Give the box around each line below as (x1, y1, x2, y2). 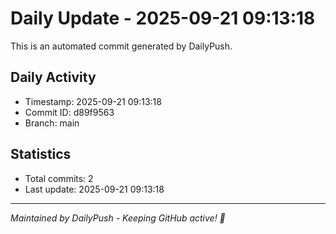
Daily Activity (10, 69, 97, 86)
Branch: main (24, 117, 80, 129)
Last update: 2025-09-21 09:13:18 (24, 183, 165, 195)
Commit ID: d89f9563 (24, 106, 115, 118)
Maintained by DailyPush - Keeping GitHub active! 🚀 (10, 212, 226, 224)
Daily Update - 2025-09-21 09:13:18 (10, 7, 316, 30)
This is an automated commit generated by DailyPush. (10, 40, 233, 52)
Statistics (10, 146, 72, 163)
